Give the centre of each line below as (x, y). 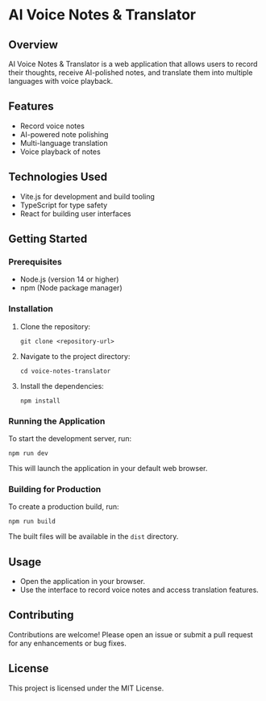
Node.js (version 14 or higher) (69, 279)
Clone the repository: (55, 326)
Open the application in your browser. (83, 582)
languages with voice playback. (61, 81)
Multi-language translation (64, 143)
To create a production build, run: (64, 507)
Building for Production (55, 489)
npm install (40, 401)
